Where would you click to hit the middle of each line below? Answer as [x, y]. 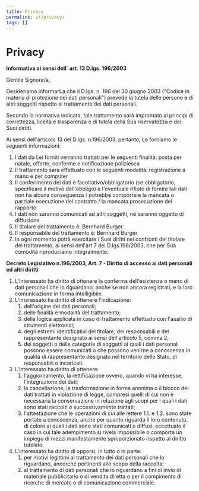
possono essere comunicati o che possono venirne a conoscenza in [107, 350]
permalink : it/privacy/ [36, 17]
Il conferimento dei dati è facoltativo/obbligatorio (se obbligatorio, [95, 183]
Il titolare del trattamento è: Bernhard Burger [69, 227]
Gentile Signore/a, [28, 80]
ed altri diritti [22, 270]
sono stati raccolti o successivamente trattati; [79, 407]
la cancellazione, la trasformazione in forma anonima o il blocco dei [106, 388]
